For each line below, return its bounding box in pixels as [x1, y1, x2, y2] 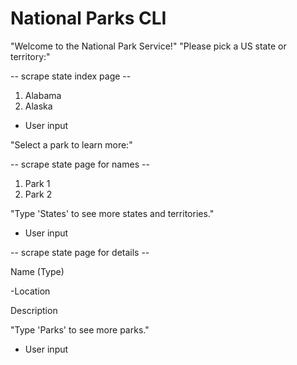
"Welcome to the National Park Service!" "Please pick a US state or [10, 40, 287, 52]
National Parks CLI [10, 7, 167, 30]
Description [10, 304, 58, 316]
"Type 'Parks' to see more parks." [10, 323, 150, 336]
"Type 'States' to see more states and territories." [10, 207, 215, 219]
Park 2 [24, 188, 53, 200]
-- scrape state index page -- [10, 70, 132, 82]
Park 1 [24, 177, 51, 189]
